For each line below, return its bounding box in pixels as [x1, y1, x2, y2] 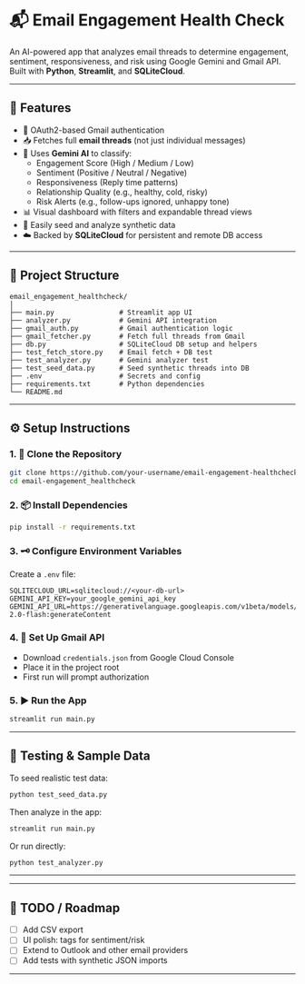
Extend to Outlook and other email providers [22, 945, 189, 956]
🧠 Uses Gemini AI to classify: [22, 147, 133, 158]
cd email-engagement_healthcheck [9, 477, 136, 486]
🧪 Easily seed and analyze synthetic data [22, 219, 176, 230]
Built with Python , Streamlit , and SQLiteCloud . [9, 65, 186, 76]
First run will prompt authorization [22, 671, 150, 682]
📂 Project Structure [9, 268, 120, 283]
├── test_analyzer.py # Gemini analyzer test [9, 355, 209, 364]
